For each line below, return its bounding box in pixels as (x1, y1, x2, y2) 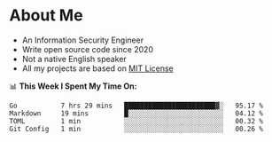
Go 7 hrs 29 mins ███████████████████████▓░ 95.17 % (9, 101, 264, 110)
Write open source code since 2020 (21, 43, 153, 54)
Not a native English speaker (21, 53, 127, 64)
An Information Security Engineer (21, 35, 144, 45)
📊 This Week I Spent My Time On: (9, 81, 137, 91)
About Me (9, 5, 83, 26)
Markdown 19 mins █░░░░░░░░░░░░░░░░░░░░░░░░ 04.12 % (9, 108, 264, 118)
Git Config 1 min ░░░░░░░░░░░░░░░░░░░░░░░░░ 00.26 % (9, 124, 264, 133)
